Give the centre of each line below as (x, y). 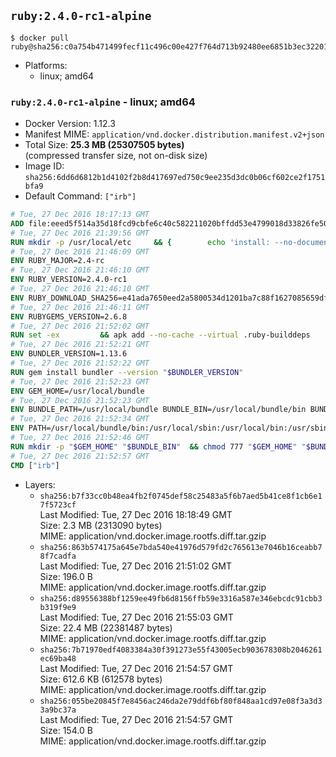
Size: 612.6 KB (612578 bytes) (101, 679)
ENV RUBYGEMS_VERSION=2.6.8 (69, 316)
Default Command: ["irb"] (80, 196)
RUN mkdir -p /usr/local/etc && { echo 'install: (140, 242)
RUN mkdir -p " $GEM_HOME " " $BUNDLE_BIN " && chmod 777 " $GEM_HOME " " (158, 446)
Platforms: (46, 65)
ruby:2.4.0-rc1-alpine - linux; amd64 (103, 102)
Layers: (40, 484)
